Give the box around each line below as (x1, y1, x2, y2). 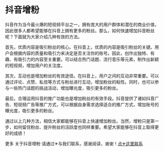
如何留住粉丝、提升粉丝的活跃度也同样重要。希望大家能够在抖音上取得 (13, 124, 155, 130)
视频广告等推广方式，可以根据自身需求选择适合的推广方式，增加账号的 (18, 101, 159, 108)
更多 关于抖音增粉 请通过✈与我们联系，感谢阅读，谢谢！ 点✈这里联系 (5, 140, 143, 147)
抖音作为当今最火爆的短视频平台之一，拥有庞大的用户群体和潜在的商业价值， (5, 22, 159, 27)
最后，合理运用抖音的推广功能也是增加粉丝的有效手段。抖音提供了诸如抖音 (5, 95, 155, 101)
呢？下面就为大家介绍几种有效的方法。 (5, 34, 82, 40)
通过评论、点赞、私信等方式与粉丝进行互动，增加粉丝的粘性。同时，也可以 (5, 79, 155, 85)
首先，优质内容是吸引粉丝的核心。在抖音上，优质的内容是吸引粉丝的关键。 (5, 44, 155, 50)
